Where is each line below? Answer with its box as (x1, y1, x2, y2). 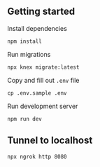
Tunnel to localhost (7, 135, 93, 147)
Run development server (7, 102, 78, 110)
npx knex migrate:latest (7, 63, 80, 71)
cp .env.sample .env (7, 89, 68, 97)
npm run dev (7, 115, 42, 122)
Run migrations (7, 50, 51, 58)
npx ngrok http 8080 (7, 153, 68, 160)
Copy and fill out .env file (7, 76, 80, 84)
